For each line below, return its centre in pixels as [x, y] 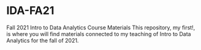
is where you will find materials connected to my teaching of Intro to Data [99, 34]
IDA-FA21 [30, 11]
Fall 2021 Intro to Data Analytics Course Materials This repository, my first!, [101, 27]
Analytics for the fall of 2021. [43, 40]
